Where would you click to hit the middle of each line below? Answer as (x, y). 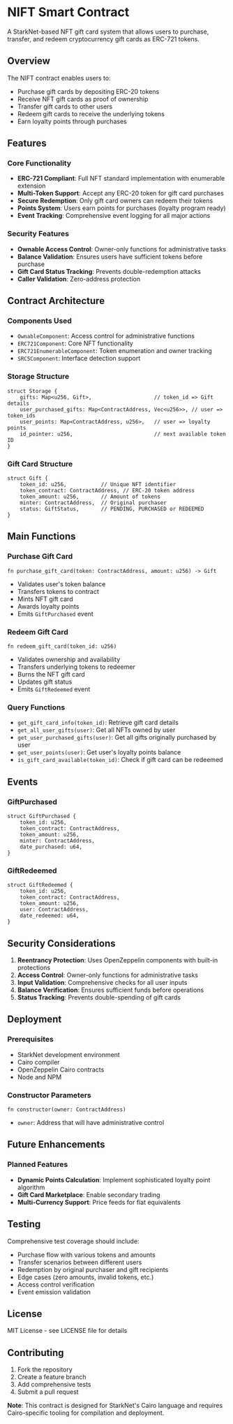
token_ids (22, 415)
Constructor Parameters (50, 1095)
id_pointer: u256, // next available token (123, 434)
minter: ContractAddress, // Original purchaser (93, 503)
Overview (29, 61)
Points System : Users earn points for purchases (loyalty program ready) (121, 208)
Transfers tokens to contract (58, 591)
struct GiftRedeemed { (40, 885)
